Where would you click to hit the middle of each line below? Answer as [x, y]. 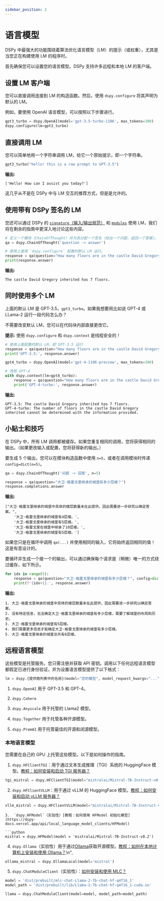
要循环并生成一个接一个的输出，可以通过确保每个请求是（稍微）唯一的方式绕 [82, 559]
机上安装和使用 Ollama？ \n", [45, 852]
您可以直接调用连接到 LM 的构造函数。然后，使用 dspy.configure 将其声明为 [82, 96]
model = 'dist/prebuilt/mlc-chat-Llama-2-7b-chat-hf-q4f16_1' [70, 881]
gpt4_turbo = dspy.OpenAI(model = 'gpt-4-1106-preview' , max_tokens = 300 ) [79, 362]
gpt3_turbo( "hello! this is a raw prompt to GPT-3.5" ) [62, 164]
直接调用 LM [24, 142]
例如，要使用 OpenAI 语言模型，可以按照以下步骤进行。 [61, 112]
